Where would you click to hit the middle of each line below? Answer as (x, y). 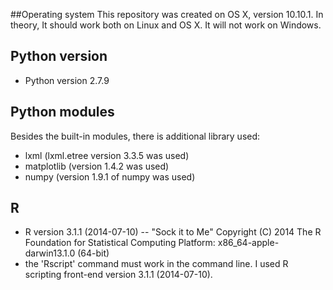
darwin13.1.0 (50, 253)
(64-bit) (93, 253)
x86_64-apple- (248, 243)
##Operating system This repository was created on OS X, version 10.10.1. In (167, 14)
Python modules (62, 112)
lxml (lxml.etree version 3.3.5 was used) (107, 155)
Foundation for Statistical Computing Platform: (120, 243)
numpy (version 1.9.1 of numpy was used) (110, 176)
